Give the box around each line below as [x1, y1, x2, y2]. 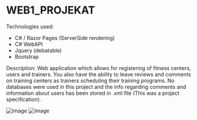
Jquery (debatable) [14, 46, 62, 54]
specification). [6, 95, 41, 103]
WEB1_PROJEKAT [6, 4, 96, 17]
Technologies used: [6, 23, 54, 30]
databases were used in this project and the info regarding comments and [6, 83, 186, 90]
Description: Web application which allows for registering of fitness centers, [6, 64, 191, 71]
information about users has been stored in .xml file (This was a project [6, 89, 180, 96]
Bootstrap [14, 53, 39, 60]
